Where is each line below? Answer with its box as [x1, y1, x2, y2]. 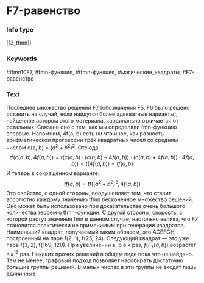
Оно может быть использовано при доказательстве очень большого [6, 202, 186, 210]
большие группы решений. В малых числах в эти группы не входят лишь [6, 263, 197, 270]
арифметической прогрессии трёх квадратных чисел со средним [6, 137, 178, 144]
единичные [6, 270, 36, 277]
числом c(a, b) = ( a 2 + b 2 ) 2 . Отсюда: [6, 143, 100, 151]
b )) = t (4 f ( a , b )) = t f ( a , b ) [71, 160, 134, 167]
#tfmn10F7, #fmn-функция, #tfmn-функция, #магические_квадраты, [6, 68, 181, 76]
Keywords [6, 54, 37, 63]
